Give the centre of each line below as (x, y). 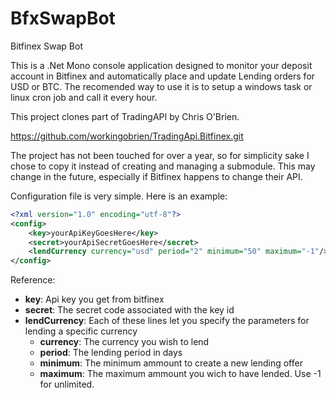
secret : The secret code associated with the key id (129, 310)
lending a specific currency (81, 331)
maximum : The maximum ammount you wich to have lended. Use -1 (180, 374)
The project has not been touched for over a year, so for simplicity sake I (160, 155)
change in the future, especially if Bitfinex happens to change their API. (156, 176)
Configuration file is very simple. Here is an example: (119, 196)
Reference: (33, 280)
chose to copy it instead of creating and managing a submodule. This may (163, 166)
